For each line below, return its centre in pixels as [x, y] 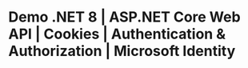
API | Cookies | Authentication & [117, 34]
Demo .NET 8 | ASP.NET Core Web [125, 17]
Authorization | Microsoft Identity [122, 51]
